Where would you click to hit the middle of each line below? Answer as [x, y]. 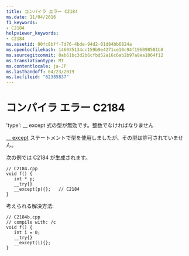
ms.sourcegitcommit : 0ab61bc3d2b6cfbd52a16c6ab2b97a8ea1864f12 [85, 55]
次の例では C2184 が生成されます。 [48, 158]
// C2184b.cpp [23, 217]
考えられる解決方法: [30, 206]
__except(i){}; [32, 243]
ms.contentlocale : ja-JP [36, 66]
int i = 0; [27, 233]
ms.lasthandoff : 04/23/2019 [40, 72]
